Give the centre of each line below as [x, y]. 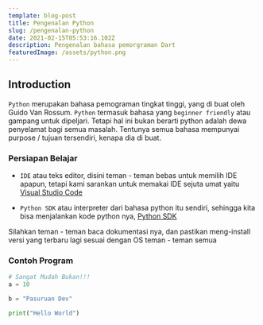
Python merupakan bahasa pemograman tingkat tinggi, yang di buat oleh [127, 103]
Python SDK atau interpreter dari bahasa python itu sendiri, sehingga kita [137, 208]
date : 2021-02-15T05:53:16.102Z [62, 38]
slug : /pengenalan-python [51, 30]
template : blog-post [43, 15]
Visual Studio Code [51, 192]
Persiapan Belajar [43, 158]
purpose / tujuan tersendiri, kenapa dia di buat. [85, 137]
